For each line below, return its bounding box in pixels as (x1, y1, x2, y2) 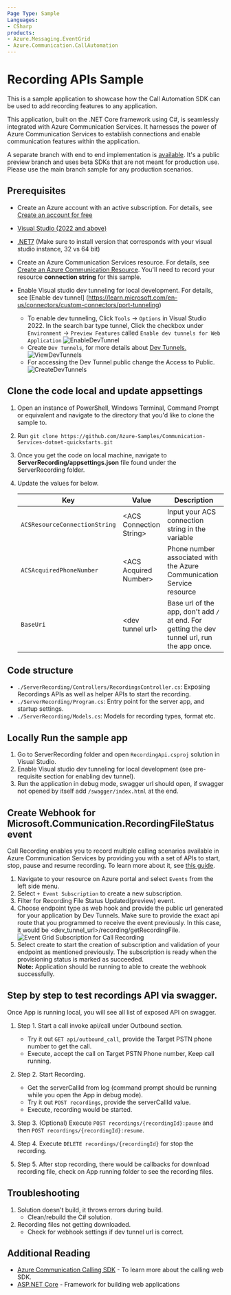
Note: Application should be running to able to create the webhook (16, 962, 207, 971)
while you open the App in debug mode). (27, 1090, 143, 1099)
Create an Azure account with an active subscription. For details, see (16, 203, 213, 211)
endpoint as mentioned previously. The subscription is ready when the (16, 948, 217, 956)
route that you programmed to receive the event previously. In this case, (16, 919, 221, 926)
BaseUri (20, 621, 46, 628)
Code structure (7, 664, 74, 676)
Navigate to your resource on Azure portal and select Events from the (16, 875, 214, 882)
